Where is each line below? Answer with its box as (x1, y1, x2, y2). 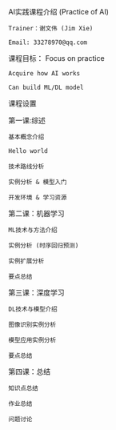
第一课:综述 (8, 115, 46, 125)
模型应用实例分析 (8, 336, 57, 344)
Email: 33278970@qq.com (8, 38, 88, 46)
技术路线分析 (8, 163, 45, 171)
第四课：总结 (8, 367, 50, 376)
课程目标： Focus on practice (8, 54, 106, 62)
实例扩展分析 (8, 257, 45, 265)
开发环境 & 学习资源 (8, 194, 67, 202)
